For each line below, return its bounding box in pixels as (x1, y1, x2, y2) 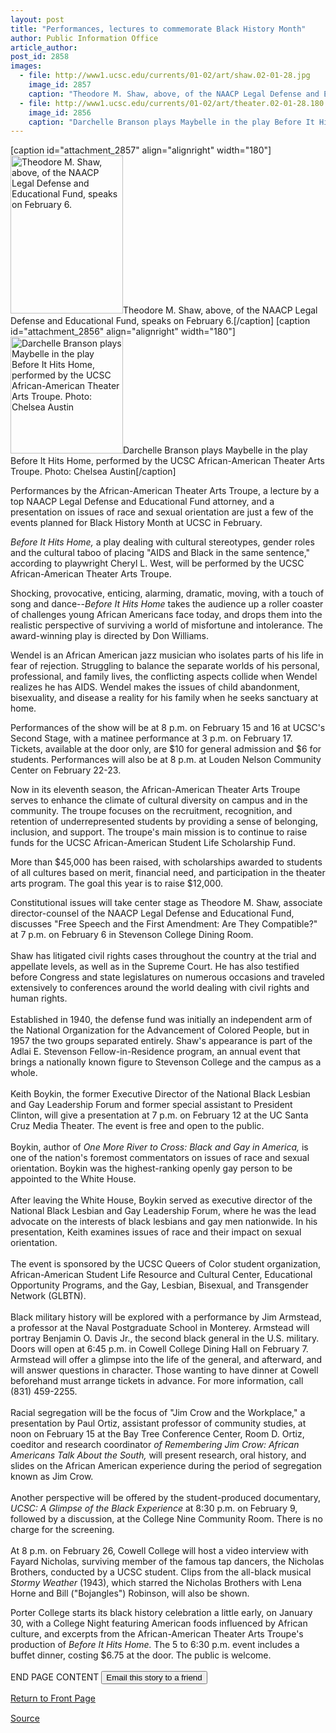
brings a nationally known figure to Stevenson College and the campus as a (10, 1056, 322, 1068)
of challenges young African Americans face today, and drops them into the (10, 609, 323, 621)
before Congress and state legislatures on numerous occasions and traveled (10, 971, 325, 983)
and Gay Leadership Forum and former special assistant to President (10, 1099, 293, 1111)
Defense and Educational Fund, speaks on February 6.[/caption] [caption (10, 315, 311, 327)
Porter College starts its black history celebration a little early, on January (10, 1607, 313, 1619)
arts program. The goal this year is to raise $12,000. (10, 877, 223, 890)
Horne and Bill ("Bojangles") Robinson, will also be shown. (10, 1587, 250, 1600)
